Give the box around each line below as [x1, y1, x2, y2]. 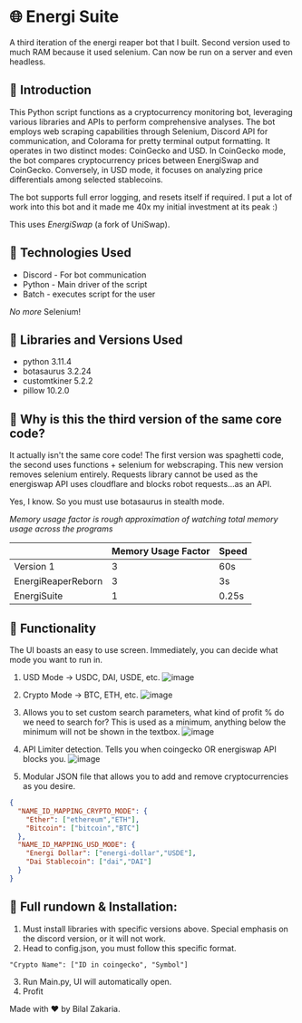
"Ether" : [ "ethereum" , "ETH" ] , [25, 814, 141, 824]
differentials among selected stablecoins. [9, 174, 163, 185]
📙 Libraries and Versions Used [9, 332, 183, 347]
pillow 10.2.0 [22, 385, 70, 396]
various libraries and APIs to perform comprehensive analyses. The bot [9, 116, 276, 127]
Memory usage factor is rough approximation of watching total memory [9, 514, 278, 525]
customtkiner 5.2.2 [22, 375, 93, 386]
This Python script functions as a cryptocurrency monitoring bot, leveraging [9, 106, 293, 117]
